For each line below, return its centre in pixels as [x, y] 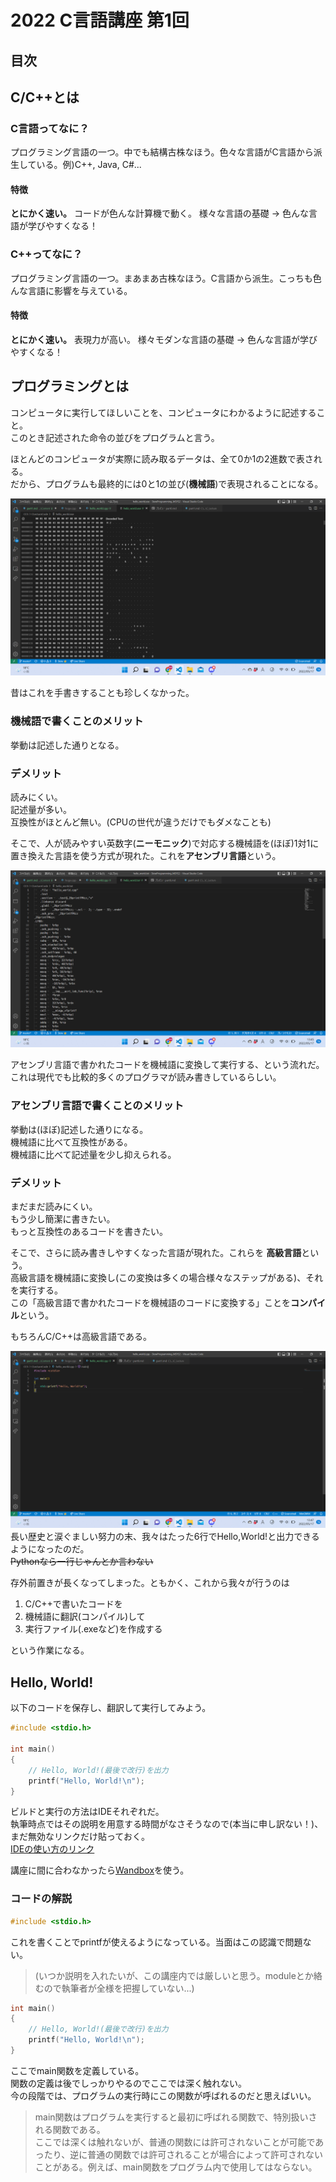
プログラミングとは [69, 386]
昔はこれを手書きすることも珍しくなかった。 [102, 693]
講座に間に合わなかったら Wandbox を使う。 [100, 1870]
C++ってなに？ [46, 254]
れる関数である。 [70, 2129]
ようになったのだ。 [50, 1549]
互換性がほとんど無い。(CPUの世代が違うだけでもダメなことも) [141, 822]
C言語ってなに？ [50, 128]
